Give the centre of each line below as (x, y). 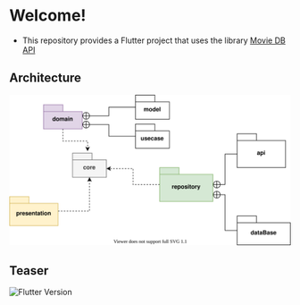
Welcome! (48, 16)
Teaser (29, 271)
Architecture (46, 78)
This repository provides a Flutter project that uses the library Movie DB (154, 40)
